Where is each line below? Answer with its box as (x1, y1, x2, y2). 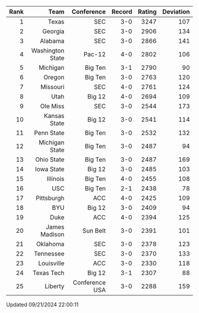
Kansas (44, 112, 65, 120)
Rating (138, 8, 157, 15)
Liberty (44, 282, 65, 290)
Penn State (34, 129, 65, 137)
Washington (31, 47, 65, 55)
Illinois (46, 175, 65, 183)
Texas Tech (32, 269, 65, 277)
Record (111, 8, 133, 15)
